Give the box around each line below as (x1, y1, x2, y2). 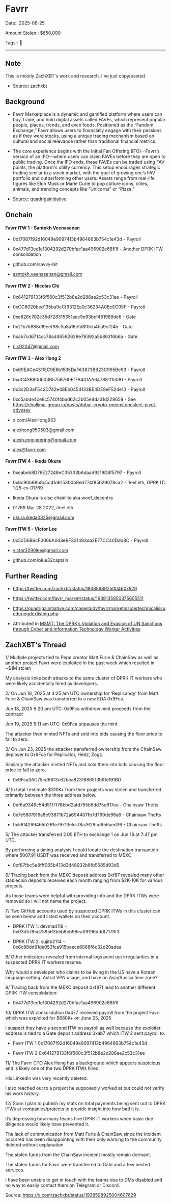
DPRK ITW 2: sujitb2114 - (12, 938, 65, 945)
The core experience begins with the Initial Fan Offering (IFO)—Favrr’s (12, 148, 160, 154)
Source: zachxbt (12, 83, 47, 89)
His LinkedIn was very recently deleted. (5, 1075, 88, 1081)
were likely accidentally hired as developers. (5, 680, 98, 686)
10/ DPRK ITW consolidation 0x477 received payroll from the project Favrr (5, 1009, 160, 1015)
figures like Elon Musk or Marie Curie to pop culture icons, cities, (12, 180, 149, 187)
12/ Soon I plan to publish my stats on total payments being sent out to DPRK (5, 1100, 166, 1106)
